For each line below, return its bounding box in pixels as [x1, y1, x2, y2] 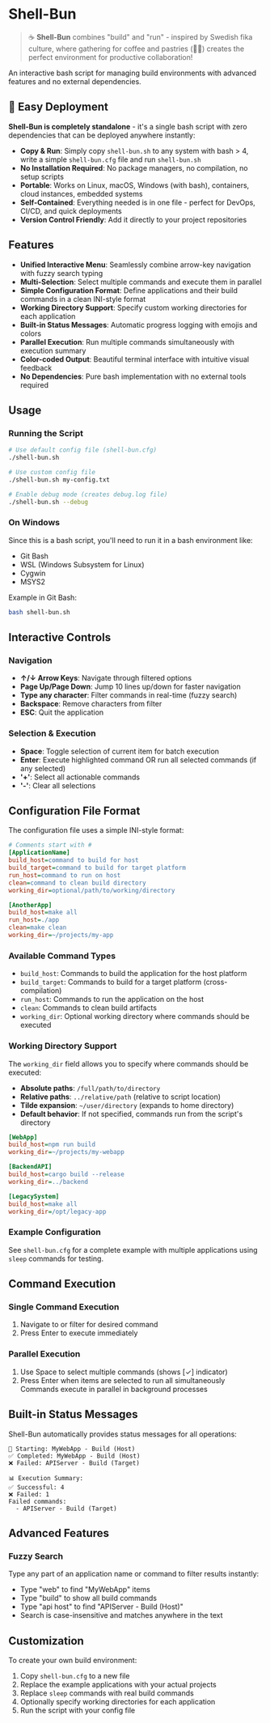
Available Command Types [8, 950, 116, 961]
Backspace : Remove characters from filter [19, 699, 162, 709]
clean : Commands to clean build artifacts [19, 1003, 158, 1012]
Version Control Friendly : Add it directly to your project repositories [19, 214, 247, 224]
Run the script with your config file [19, 1705, 136, 1716]
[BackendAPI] [8, 1163, 53, 1171]
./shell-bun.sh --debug [8, 498, 89, 506]
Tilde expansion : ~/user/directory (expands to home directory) [19, 1100, 234, 1110]
